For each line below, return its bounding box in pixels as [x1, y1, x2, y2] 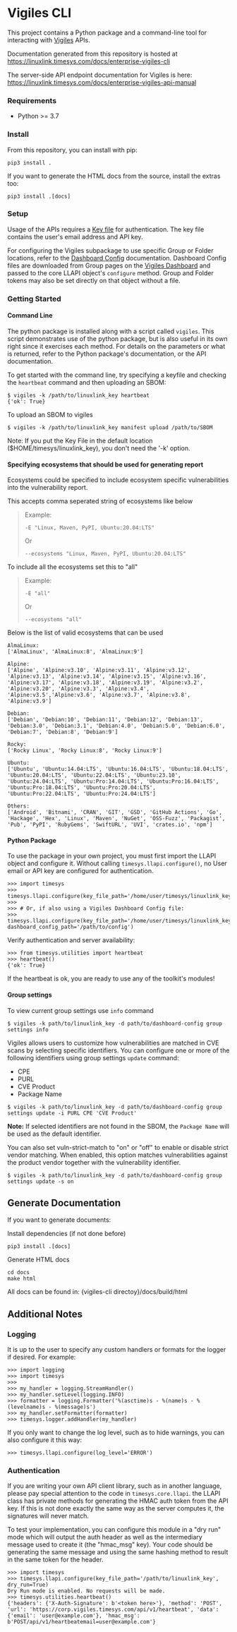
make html [7, 1276, 37, 1283]
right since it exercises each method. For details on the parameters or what [7, 342, 226, 350]
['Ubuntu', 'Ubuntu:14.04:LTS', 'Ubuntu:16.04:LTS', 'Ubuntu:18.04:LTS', [7, 766, 229, 773]
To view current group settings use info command [7, 1006, 154, 1014]
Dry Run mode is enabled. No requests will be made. [7, 1588, 166, 1595]
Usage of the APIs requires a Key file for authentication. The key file [7, 224, 205, 234]
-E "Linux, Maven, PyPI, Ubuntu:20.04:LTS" [24, 524, 155, 532]
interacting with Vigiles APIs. [7, 35, 90, 44]
